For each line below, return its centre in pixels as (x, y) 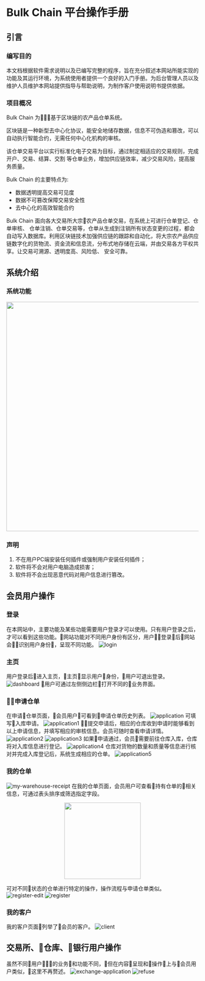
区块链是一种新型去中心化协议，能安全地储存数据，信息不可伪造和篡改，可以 (103, 131)
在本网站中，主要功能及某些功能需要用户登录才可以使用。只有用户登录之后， (103, 629)
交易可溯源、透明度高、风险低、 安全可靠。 (77, 251)
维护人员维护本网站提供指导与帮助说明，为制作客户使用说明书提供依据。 (97, 86)
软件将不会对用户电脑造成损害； (55, 567)
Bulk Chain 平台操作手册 (68, 13)
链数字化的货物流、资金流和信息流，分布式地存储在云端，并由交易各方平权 (100, 244)
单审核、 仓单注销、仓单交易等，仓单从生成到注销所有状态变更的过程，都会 (101, 228)
